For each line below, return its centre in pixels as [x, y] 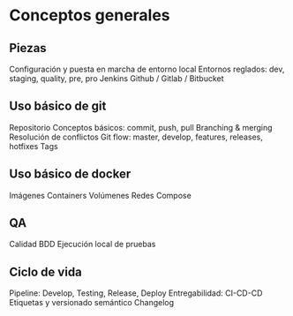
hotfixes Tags [34, 146]
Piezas [28, 48]
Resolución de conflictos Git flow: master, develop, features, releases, [136, 137]
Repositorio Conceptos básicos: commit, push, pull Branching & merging [141, 127]
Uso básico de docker [70, 174]
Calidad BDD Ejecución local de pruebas [83, 245]
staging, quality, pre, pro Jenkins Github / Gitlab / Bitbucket [116, 79]
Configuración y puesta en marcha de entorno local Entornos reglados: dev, [147, 69]
